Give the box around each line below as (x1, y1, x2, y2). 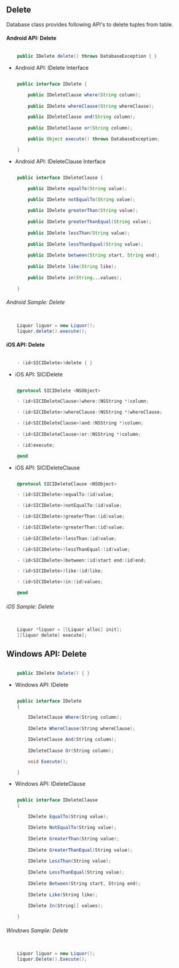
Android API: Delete (6, 34, 57, 42)
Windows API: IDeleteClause (14, 780, 86, 787)
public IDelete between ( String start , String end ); (28, 252, 160, 258)
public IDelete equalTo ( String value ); (28, 185, 128, 191)
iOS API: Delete (6, 341, 45, 349)
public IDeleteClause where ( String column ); (28, 92, 141, 98)
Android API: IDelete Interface (14, 64, 89, 71)
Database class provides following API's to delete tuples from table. (6, 20, 174, 28)
